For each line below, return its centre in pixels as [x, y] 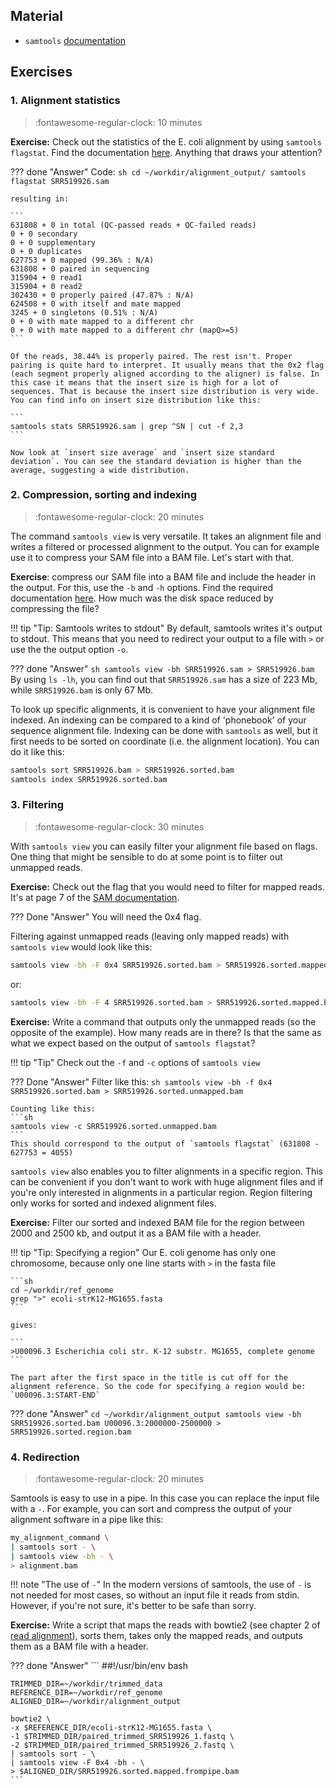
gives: [24, 1325]
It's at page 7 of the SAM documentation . [95, 897]
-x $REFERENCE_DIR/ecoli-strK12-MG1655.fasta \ [111, 1728]
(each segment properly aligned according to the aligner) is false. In [165, 374]
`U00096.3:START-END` [55, 1395]
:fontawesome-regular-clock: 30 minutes [119, 826]
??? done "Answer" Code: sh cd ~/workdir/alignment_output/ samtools [158, 171]
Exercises [41, 72]
